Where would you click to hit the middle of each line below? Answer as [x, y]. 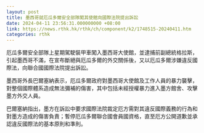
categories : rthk [28, 35]
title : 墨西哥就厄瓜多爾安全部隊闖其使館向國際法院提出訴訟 [72, 18]
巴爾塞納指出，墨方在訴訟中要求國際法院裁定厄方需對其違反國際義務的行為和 [102, 109]
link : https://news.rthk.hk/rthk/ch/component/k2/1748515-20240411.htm [99, 29]
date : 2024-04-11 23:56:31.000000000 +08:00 [63, 23]
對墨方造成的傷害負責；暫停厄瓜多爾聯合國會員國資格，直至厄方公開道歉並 [99, 117]
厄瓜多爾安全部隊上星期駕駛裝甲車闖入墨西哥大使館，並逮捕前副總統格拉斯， [102, 53]
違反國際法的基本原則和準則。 [49, 124]
